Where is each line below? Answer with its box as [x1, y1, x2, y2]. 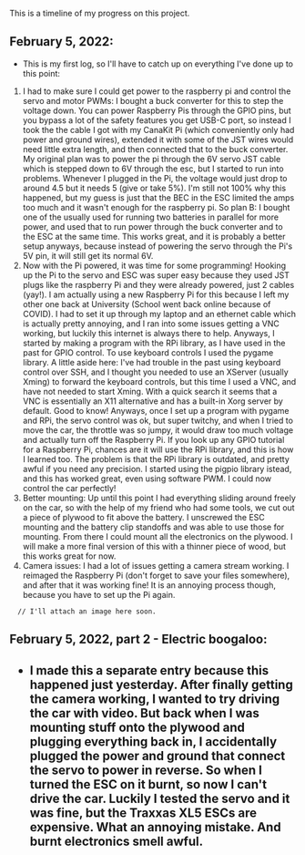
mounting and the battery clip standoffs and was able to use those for [22, 521, 285, 532]
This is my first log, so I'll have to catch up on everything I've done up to [22, 58, 294, 69]
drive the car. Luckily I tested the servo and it [29, 790, 290, 806]
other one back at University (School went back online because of [22, 298, 271, 309]
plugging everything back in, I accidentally [29, 734, 278, 749]
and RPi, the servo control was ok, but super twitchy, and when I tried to [22, 415, 294, 426]
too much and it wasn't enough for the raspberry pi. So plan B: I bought [22, 201, 290, 212]
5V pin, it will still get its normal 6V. [22, 250, 154, 261]
